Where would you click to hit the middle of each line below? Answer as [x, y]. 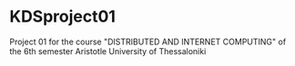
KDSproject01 [63, 17]
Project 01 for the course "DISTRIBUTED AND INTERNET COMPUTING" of [148, 42]
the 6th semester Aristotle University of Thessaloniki [108, 51]
